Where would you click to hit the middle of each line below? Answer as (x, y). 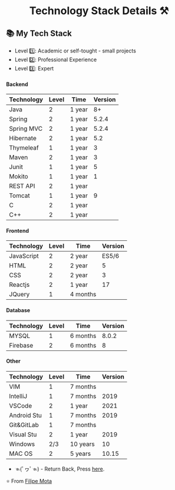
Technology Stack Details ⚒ (99, 11)
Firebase (21, 345)
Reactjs (19, 285)
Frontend (18, 230)
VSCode (21, 406)
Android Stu (26, 415)
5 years (80, 453)
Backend (17, 84)
